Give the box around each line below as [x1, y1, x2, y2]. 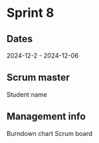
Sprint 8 [6, 5, 54, 21]
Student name [6, 90, 47, 99]
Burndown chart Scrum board [6, 129, 93, 137]
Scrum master [6, 71, 70, 83]
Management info [6, 111, 86, 123]
